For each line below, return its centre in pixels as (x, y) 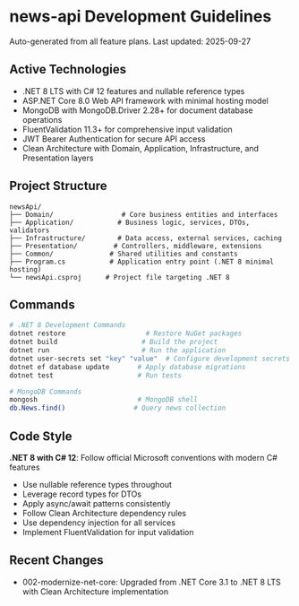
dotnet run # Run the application (118, 351)
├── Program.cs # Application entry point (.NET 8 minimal (142, 262)
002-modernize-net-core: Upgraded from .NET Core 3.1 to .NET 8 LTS (152, 582)
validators (30, 230)
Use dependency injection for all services (99, 523)
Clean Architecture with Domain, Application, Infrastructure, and (141, 148)
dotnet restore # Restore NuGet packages (126, 333)
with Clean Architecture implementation (95, 591)
